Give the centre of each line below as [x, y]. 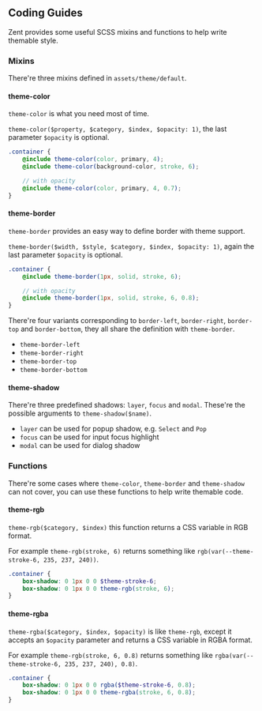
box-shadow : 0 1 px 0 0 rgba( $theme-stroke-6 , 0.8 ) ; [109, 685]
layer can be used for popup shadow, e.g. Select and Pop [113, 429]
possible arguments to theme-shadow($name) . [80, 413]
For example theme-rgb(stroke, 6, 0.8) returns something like [110, 655]
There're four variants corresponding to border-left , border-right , [117, 321]
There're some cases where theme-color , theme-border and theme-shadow [127, 483]
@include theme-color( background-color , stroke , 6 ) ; [111, 167]
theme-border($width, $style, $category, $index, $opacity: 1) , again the [131, 246]
